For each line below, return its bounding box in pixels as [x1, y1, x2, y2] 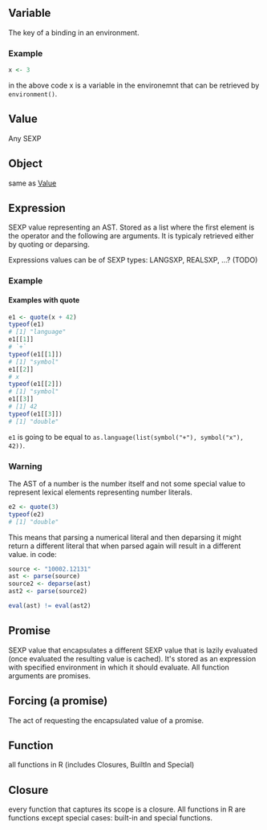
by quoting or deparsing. [8, 240, 90, 250]
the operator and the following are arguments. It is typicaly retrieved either [8, 231, 254, 241]
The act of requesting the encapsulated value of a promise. [8, 715, 204, 725]
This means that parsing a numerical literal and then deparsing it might [8, 532, 242, 542]
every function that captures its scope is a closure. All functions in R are [8, 804, 246, 814]
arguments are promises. [8, 670, 91, 681]
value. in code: [8, 549, 58, 559]
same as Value [8, 178, 57, 188]
